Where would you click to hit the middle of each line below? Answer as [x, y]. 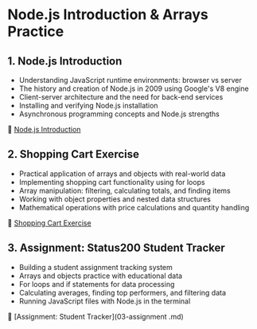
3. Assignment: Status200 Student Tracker [117, 248]
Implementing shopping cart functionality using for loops [112, 182]
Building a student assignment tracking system [95, 267]
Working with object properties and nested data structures [115, 199]
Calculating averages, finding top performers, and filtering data [123, 292]
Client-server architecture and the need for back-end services [121, 97]
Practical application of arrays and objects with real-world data [122, 174]
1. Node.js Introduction [65, 61]
